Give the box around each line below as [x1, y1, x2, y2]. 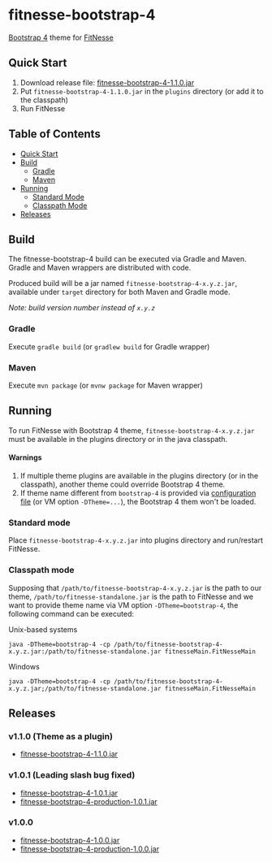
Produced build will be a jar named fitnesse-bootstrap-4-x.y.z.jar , [8, 279, 238, 288]
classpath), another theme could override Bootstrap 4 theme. [19, 479, 226, 489]
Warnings [8, 453, 42, 462]
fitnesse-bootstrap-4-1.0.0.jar [19, 835, 120, 845]
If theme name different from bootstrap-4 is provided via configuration [19, 487, 257, 497]
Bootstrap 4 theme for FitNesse [8, 32, 114, 42]
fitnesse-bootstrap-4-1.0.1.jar [19, 788, 119, 798]
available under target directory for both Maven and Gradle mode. [8, 287, 231, 297]
